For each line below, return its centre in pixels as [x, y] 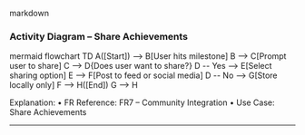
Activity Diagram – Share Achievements [99, 36]
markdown [30, 13]
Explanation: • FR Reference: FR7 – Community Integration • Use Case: [142, 102]
